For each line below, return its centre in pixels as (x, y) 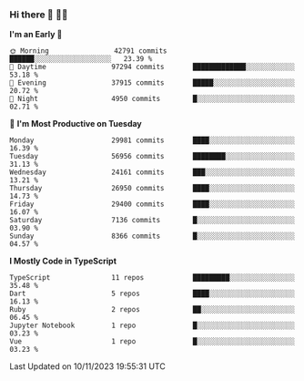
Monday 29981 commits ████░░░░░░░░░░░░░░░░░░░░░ (152, 140)
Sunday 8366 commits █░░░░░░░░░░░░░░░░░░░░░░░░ (152, 236)
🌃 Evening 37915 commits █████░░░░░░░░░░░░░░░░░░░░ (152, 83)
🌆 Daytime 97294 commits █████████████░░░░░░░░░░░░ (152, 67)
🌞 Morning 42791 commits (88, 51)
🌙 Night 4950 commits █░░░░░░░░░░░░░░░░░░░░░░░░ (152, 99)
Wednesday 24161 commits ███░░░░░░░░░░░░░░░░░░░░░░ (152, 172)
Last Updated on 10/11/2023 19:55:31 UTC (87, 366)
